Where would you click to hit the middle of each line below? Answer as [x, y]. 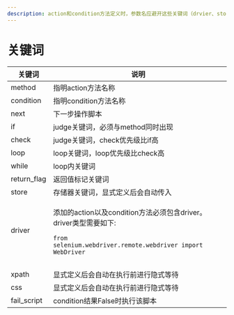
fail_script [27, 300]
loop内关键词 [75, 166]
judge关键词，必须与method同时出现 [114, 127]
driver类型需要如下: [85, 222]
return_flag [29, 178]
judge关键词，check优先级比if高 [106, 140]
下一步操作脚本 [78, 114]
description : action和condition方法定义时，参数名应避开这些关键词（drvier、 [112, 14]
